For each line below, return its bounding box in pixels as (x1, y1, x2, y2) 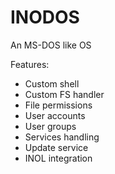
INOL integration (24, 152, 93, 164)
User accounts (24, 109, 86, 121)
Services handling (24, 131, 100, 143)
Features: (10, 58, 50, 70)
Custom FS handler (24, 88, 105, 100)
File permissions (24, 99, 93, 111)
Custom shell (24, 77, 80, 90)
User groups (24, 120, 77, 132)
